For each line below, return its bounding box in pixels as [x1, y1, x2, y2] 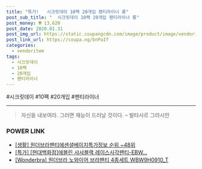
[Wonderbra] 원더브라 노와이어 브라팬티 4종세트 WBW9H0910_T [14, 156, 169, 164]
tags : [6, 54, 20, 60]
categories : [6, 43, 36, 49]
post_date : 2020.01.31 [6, 25, 63, 32]
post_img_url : [6, 31, 42, 37]
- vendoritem [11, 48, 44, 54]
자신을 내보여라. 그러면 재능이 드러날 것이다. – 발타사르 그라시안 [20, 112, 170, 119]
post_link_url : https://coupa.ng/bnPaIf [6, 37, 109, 43]
